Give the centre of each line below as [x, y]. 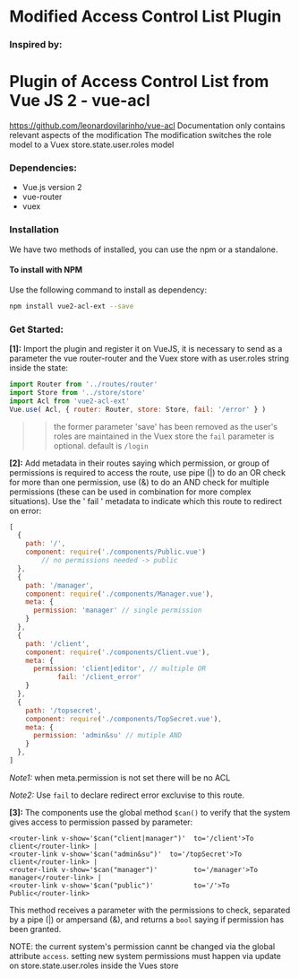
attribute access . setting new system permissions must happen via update [145, 956]
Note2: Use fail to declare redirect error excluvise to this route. [127, 795]
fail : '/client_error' [99, 677]
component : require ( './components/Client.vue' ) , [118, 652]
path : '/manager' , [60, 585]
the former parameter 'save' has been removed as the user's [165, 426]
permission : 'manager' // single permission [117, 611]
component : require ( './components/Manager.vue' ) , [120, 594]
